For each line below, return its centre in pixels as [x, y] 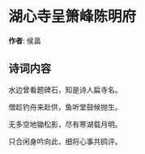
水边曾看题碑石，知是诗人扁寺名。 [65, 89]
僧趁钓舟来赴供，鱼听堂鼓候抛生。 [65, 107]
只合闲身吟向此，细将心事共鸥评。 [65, 141]
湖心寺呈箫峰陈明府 [72, 17]
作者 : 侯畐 [25, 41]
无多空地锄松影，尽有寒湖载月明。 [65, 124]
